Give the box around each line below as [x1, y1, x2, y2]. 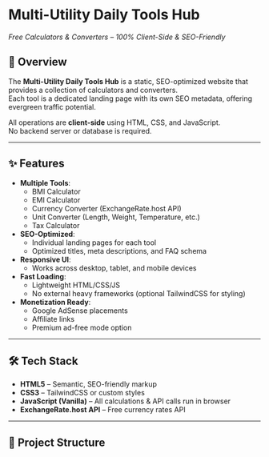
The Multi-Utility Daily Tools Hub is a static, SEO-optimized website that [8, 76, 248, 86]
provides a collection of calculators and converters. [8, 85, 179, 94]
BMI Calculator [31, 186, 82, 196]
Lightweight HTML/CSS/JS [31, 280, 121, 290]
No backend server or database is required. [8, 126, 152, 135]
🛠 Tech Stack [8, 354, 78, 367]
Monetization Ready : [19, 297, 91, 307]
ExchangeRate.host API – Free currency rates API [19, 405, 186, 415]
